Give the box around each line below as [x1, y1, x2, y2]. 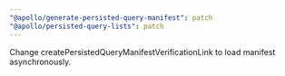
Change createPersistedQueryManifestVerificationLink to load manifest [9, 46, 276, 57]
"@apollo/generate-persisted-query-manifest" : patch [9, 13, 213, 23]
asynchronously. [9, 56, 72, 67]
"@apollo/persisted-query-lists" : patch [9, 22, 165, 31]
